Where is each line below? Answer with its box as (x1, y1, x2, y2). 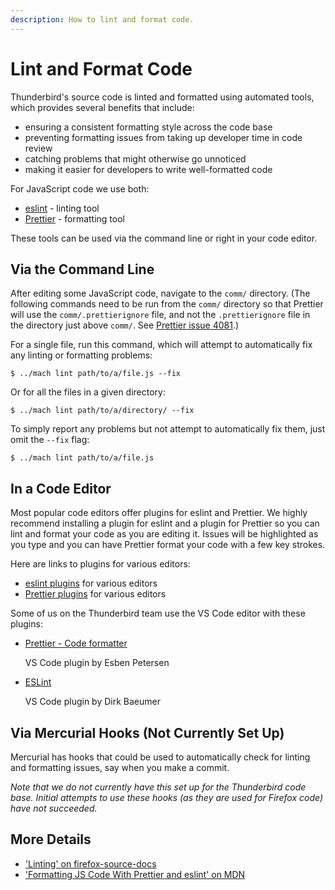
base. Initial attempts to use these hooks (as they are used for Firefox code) (10, 792, 323, 803)
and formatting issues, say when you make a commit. (10, 762, 230, 773)
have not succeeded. (10, 802, 98, 814)
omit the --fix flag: (10, 434, 90, 446)
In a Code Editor (10, 480, 112, 497)
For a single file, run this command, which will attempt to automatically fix (10, 339, 313, 351)
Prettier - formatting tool (24, 212, 125, 225)
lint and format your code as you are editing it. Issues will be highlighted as (10, 528, 319, 540)
